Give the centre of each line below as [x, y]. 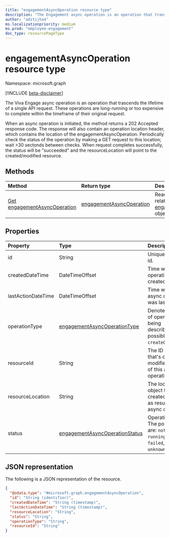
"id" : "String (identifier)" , [41, 498]
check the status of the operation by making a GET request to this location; [83, 139]
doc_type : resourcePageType [35, 33]
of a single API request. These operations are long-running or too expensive [84, 108]
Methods [20, 172]
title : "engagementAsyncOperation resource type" [59, 10]
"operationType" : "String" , [39, 521]
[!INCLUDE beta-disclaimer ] [34, 93]
